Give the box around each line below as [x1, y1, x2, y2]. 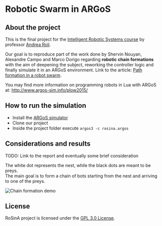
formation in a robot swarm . [5, 72, 62, 78]
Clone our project [12, 120, 49, 126]
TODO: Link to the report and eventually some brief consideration [5, 153, 139, 159]
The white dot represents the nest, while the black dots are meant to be [5, 162, 151, 168]
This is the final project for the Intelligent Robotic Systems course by [5, 36, 145, 42]
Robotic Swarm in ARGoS [5, 3, 111, 15]
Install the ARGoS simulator [12, 114, 68, 120]
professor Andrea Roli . [5, 42, 51, 48]
